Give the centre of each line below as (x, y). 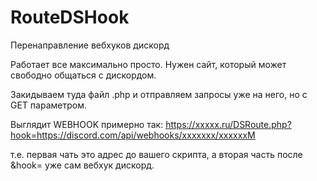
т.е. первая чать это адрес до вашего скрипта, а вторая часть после (156, 154)
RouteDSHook (70, 17)
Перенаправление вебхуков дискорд (90, 45)
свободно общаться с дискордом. (83, 75)
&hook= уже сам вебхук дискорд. (82, 165)
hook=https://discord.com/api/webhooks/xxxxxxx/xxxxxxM (133, 135)
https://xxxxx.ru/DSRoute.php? (228, 124)
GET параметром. (48, 105)
